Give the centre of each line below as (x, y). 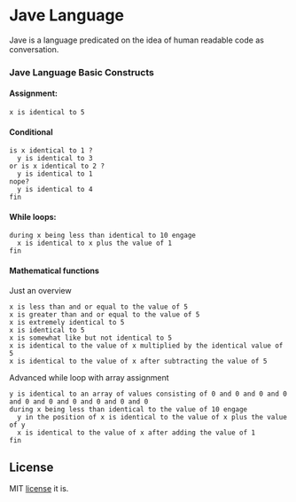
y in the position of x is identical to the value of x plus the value (152, 417)
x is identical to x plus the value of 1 (95, 243)
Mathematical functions (55, 271)
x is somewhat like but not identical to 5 (91, 338)
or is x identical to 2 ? (57, 166)
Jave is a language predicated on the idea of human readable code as (136, 40)
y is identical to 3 (55, 159)
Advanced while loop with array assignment (90, 377)
